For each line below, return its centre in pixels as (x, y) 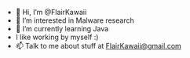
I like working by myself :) (57, 37)
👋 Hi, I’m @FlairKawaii (51, 12)
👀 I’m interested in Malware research (75, 20)
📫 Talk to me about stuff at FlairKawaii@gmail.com (99, 46)
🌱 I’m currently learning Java (62, 29)
